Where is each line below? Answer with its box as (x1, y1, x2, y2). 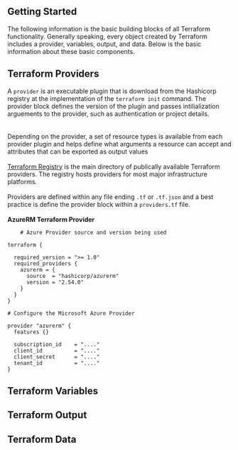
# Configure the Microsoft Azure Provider (7, 309, 135, 317)
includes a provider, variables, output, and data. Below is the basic (7, 39, 202, 48)
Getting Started (7, 6, 77, 18)
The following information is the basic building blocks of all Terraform (7, 24, 211, 33)
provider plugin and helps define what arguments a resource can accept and (7, 139, 232, 148)
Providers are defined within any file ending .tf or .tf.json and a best (7, 192, 214, 201)
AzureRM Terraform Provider (7, 215, 95, 223)
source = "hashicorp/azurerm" (26, 272, 119, 279)
